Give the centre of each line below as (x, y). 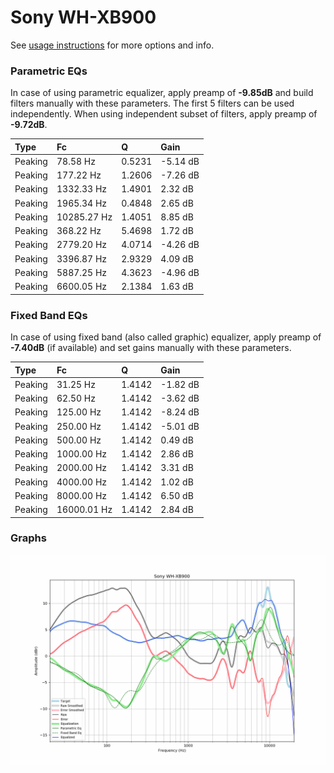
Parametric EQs (49, 71)
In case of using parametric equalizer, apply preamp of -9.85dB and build (162, 93)
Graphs (28, 538)
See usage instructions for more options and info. (112, 45)
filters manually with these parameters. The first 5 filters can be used (152, 103)
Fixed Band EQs (49, 315)
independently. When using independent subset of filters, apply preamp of (164, 114)
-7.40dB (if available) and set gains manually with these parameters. (151, 348)
